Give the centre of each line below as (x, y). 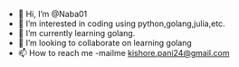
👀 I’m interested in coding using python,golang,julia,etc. (121, 24)
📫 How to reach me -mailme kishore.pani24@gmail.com (124, 53)
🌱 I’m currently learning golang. (76, 33)
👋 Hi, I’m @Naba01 (53, 14)
